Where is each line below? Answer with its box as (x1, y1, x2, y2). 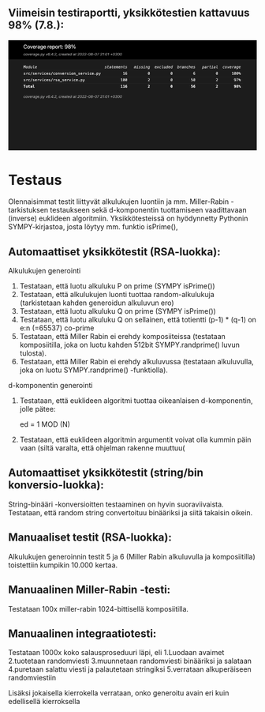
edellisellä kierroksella (8, 697, 80, 706)
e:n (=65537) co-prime (19, 323, 95, 333)
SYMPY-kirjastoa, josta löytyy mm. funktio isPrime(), (8, 222, 179, 232)
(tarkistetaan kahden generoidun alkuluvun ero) (19, 298, 175, 307)
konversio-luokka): (8, 478, 104, 492)
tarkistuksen (8, 205, 49, 215)
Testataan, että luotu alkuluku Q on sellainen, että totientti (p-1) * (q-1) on (19, 315, 256, 325)
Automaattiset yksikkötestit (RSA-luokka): (8, 245, 221, 258)
